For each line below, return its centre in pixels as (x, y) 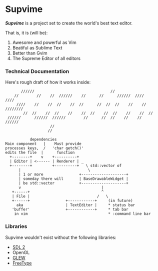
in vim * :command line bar (82, 214)
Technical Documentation (37, 71)
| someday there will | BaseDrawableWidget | (73, 179)
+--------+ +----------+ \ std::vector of (66, 166)
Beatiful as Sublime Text (37, 47)
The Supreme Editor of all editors (46, 58)
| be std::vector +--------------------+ (73, 183)
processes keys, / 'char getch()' (44, 148)
